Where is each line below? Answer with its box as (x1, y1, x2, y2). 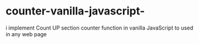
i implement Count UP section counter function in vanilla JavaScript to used (5, 24, 194, 31)
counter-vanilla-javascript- (5, 4, 145, 18)
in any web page (5, 30, 47, 37)
